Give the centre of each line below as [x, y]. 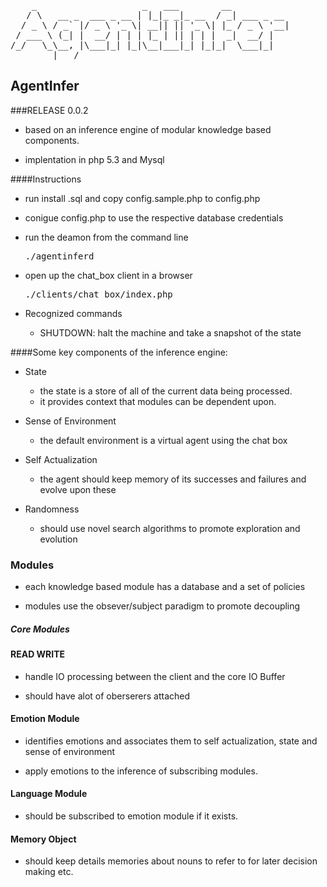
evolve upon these [78, 489]
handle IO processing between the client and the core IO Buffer [155, 676]
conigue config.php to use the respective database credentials [154, 217]
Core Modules [40, 629]
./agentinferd [59, 256]
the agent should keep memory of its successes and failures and [173, 479]
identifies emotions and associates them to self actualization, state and [171, 741]
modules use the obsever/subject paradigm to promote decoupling [162, 606]
